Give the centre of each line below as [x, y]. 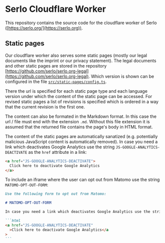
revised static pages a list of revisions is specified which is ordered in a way [82, 102]
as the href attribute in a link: [57, 152]
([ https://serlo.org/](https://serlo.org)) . [44, 28]
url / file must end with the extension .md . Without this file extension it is [78, 121]
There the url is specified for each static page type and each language [76, 91]
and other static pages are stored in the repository [56, 66]
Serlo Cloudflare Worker [56, 9]
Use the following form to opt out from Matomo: [56, 194]
